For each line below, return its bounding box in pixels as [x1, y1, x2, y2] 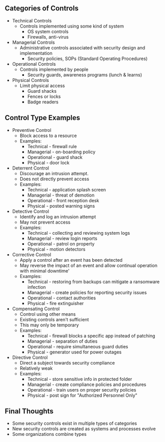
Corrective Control [12, 252, 51, 258]
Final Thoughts [5, 407, 54, 416]
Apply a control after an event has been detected [19, 257, 123, 263]
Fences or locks [27, 93, 61, 99]
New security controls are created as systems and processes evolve [12, 426, 156, 432]
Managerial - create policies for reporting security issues [27, 289, 147, 295]
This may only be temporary [19, 322, 79, 328]
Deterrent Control [12, 165, 49, 171]
